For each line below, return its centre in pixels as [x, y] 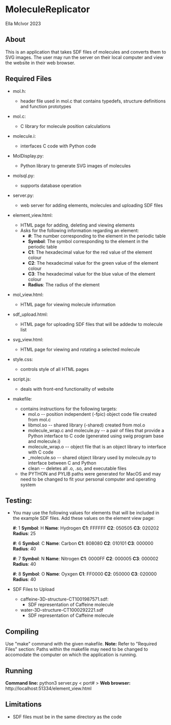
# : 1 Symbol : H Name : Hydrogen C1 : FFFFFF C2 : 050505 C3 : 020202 [86, 528]
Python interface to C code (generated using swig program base [96, 436]
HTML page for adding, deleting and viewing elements [78, 225]
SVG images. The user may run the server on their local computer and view [84, 57]
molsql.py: [23, 176]
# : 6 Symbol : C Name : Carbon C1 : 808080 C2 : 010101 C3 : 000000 [83, 543]
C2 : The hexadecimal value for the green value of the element [93, 263]
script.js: [22, 379]
